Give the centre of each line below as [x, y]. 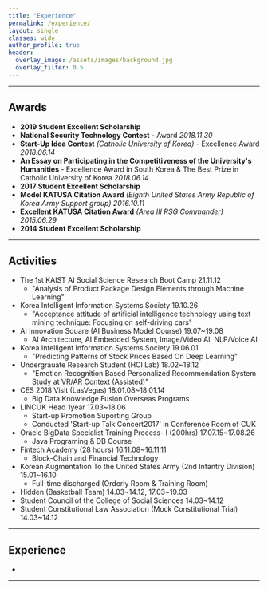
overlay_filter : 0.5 [49, 68]
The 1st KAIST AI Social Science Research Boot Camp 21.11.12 [120, 280]
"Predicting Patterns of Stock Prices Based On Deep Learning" [134, 357]
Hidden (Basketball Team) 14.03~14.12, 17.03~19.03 [103, 492]
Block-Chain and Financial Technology [95, 458]
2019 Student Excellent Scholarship [80, 126]
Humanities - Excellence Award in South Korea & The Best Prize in [129, 169]
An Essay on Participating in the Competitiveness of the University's [136, 160]
